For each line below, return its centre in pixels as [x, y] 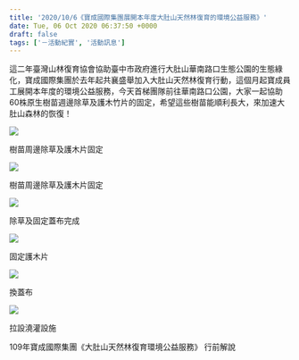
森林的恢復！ [48, 113]
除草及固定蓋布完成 [45, 221]
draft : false [33, 34]
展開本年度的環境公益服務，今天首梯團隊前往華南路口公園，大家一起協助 [149, 91]
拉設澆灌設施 [33, 328]
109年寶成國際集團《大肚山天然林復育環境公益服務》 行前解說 [123, 347]
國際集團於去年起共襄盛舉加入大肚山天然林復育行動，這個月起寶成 [161, 80]
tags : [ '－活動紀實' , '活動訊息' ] [67, 42]
